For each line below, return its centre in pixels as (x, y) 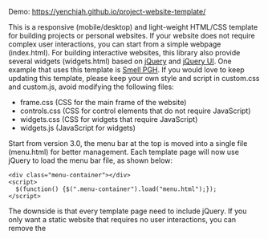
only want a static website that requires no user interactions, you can (122, 219)
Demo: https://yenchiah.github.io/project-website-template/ (107, 12)
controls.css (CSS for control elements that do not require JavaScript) (135, 111)
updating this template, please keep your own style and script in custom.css (134, 78)
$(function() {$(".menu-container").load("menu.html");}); (116, 189)
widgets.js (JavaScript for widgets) (78, 128)
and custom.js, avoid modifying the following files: (91, 87)
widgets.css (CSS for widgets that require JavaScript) (109, 119)
